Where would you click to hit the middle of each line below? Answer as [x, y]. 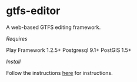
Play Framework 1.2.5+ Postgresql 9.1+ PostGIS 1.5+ [69, 50]
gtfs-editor [33, 11]
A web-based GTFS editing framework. [54, 27]
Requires [17, 38]
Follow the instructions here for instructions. [59, 73]
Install [14, 61]
